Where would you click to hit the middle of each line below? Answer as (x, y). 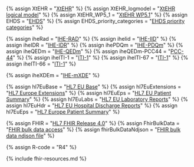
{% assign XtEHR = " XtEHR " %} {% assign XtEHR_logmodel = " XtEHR (91, 9)
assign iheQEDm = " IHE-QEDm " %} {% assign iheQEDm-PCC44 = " (88, 51)
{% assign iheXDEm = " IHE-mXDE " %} (53, 75)
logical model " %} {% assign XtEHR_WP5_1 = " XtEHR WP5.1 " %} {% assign (97, 15)
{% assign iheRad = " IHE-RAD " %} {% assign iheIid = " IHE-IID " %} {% (91, 39)
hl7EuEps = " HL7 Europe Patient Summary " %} (63, 112)
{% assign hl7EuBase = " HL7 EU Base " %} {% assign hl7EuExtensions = (94, 87)
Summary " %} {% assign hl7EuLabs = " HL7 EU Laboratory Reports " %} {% (97, 99)
